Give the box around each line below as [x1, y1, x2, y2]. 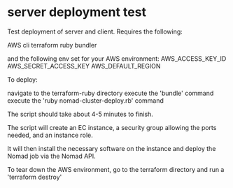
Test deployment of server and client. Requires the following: [7, 27, 183, 36]
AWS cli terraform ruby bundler [7, 41, 97, 49]
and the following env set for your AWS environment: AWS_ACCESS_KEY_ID [7, 54, 227, 63]
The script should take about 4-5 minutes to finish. [7, 110, 154, 118]
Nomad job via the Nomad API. [7, 152, 96, 160]
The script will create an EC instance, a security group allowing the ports [7, 123, 217, 131]
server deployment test [7, 4, 147, 20]
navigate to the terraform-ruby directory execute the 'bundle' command [7, 89, 214, 97]
